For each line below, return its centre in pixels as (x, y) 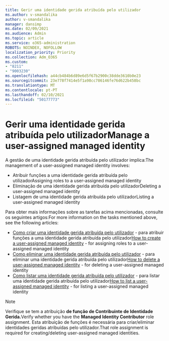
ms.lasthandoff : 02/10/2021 (35, 95)
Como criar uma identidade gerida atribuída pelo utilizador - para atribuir (88, 233)
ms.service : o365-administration (40, 43)
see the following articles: (32, 223)
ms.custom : (17, 62)
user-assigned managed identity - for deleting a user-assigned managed (88, 265)
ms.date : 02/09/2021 (27, 29)
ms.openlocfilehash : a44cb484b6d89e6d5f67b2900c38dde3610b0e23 (73, 76)
